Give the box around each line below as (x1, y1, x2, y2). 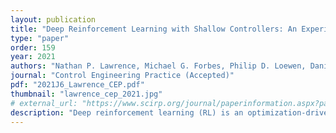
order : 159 (10, 42, 56, 53)
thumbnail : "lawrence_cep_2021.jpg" (10, 89, 163, 99)
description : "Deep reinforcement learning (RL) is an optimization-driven (10, 107, 333, 118)
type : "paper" (10, 33, 70, 43)
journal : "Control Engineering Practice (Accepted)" (10, 71, 235, 81)
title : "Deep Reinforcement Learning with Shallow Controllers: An (10, 24, 298, 34)
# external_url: (10, 98, 78, 108)
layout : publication (10, 14, 97, 25)
